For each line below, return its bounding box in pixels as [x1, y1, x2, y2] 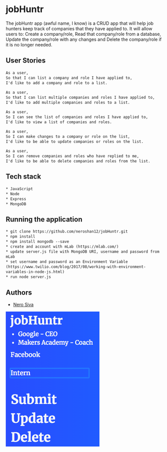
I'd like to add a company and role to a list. [6, 80, 108, 85]
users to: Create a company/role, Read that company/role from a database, [6, 31, 161, 37]
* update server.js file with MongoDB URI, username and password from [6, 249, 159, 254]
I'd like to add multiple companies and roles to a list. [6, 100, 130, 105]
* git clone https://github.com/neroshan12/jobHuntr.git [6, 229, 128, 234]
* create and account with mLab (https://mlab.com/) [6, 244, 119, 249]
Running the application [6, 215, 83, 223]
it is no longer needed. [6, 41, 52, 47]
